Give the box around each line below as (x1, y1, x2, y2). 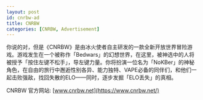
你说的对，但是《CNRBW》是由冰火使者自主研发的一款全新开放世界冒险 (6, 43, 188, 51)
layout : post (6, 9, 40, 15)
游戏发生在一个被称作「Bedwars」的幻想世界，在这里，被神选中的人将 (17, 51, 194, 59)
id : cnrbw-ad (6, 15, 40, 21)
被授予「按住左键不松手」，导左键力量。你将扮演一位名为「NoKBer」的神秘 (6, 59, 194, 66)
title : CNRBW (6, 20, 40, 26)
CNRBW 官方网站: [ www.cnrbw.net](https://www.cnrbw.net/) (6, 87, 160, 95)
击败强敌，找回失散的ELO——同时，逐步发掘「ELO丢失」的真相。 (11, 74, 177, 81)
